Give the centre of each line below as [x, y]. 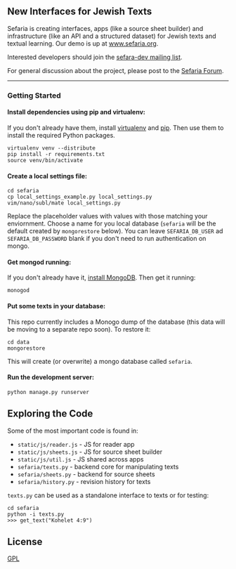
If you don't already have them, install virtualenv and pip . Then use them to [116, 127]
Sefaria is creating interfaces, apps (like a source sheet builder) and [105, 28]
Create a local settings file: [47, 176]
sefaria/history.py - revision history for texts [84, 481]
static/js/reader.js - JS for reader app [76, 444]
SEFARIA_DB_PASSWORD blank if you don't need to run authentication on [107, 239]
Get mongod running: [39, 262]
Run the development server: [51, 377]
